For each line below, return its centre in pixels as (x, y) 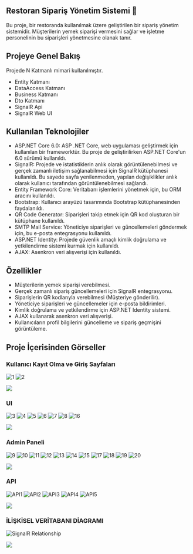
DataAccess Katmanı (40, 88)
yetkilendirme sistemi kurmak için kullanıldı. (67, 246)
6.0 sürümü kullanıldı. (40, 158)
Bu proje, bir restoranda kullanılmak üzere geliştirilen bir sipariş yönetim (92, 25)
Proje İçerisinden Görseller (56, 347)
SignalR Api (28, 107)
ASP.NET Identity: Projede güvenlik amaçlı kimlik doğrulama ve (90, 240)
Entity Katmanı (32, 82)
